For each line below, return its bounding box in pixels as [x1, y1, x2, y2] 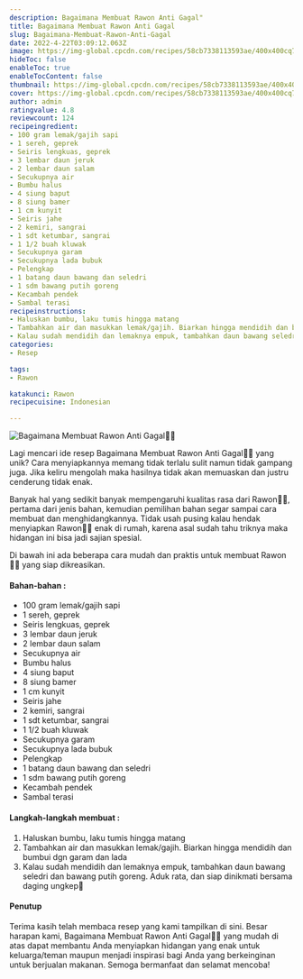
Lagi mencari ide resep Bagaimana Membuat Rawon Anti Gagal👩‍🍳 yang [9, 448, 275, 459]
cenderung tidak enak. [9, 477, 93, 488]
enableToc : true [9, 64, 70, 73]
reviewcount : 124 [9, 114, 75, 123]
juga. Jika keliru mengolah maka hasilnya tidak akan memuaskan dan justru [9, 467, 289, 478]
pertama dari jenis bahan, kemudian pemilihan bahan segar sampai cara [9, 504, 277, 515]
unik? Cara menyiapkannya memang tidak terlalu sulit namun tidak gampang [9, 457, 293, 469]
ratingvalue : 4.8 [9, 105, 75, 114]
